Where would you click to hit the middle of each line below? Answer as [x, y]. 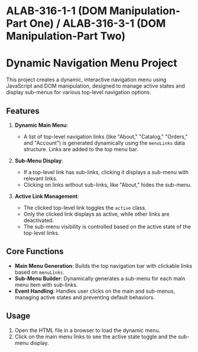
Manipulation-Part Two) [66, 36]
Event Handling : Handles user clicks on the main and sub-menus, [95, 291]
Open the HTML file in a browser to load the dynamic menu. [87, 330]
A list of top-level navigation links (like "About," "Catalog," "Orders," [106, 136]
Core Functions [35, 252]
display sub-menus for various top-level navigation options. [79, 92]
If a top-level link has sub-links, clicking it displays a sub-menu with [106, 172]
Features [23, 111]
